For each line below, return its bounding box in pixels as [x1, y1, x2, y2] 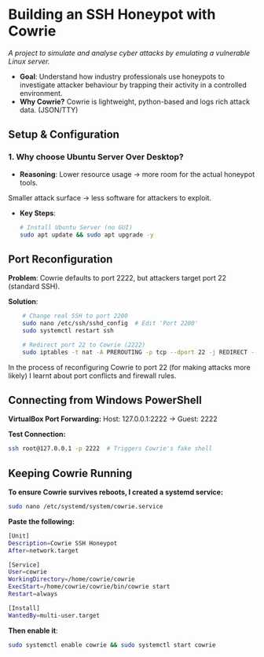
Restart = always [8, 590, 58, 598]
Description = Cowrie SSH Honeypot [8, 539, 118, 547]
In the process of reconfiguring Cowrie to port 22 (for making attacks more [8, 362, 251, 372]
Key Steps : [19, 208, 57, 218]
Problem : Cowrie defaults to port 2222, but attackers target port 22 [8, 273, 226, 283]
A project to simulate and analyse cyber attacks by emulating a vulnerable [8, 48, 251, 57]
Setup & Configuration [8, 128, 120, 141]
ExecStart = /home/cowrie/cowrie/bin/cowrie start [8, 583, 170, 591]
